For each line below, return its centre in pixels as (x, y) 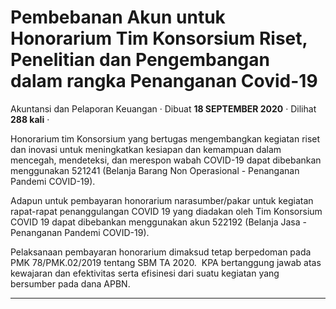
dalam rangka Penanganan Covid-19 (164, 81)
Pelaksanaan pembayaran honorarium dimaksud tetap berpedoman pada (161, 252)
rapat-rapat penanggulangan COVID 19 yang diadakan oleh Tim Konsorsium (166, 211)
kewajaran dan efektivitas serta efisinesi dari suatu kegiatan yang (145, 273)
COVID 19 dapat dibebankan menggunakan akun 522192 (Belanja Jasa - (158, 222)
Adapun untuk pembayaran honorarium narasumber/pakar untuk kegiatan (162, 200)
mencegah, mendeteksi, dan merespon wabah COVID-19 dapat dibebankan (166, 160)
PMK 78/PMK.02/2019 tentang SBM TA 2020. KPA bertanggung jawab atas (166, 262)
